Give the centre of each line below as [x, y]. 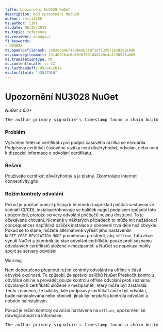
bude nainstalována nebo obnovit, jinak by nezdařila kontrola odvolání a [76, 296]
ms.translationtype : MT [29, 59]
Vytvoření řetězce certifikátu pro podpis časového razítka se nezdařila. [76, 143]
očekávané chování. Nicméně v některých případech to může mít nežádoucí [81, 220]
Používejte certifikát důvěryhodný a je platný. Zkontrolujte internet [71, 176]
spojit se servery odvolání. [32, 251]
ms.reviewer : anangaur [28, 37]
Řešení [13, 166]
